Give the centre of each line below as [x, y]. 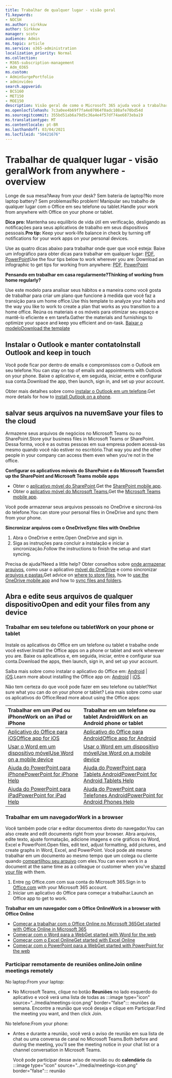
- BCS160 [15, 91]
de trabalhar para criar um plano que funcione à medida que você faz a [80, 295]
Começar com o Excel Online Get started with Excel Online [74, 940]
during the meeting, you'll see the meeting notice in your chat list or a [86, 1045]
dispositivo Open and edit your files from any [78, 605]
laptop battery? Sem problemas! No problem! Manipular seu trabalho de [80, 201]
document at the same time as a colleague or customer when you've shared [85, 866]
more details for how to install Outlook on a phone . [58, 397]
